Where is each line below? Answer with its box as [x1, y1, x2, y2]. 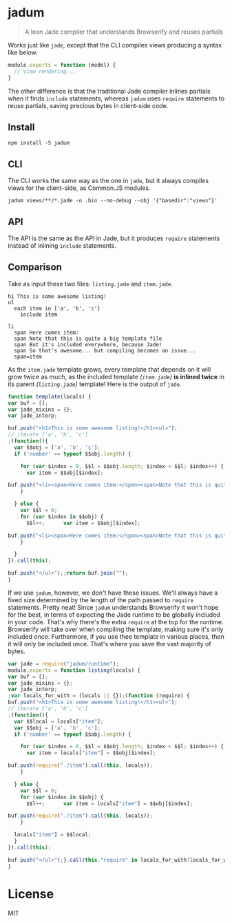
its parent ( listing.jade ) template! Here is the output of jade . [8, 380, 182, 388]
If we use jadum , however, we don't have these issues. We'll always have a [8, 588, 218, 597]
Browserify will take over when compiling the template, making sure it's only [8, 625, 224, 633]
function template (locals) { [8, 393, 92, 400]
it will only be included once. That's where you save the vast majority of [8, 639, 212, 648]
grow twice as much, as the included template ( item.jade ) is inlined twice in [8, 372, 224, 381]
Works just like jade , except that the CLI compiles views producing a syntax [8, 41, 222, 49]
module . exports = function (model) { [8, 61, 116, 68]
